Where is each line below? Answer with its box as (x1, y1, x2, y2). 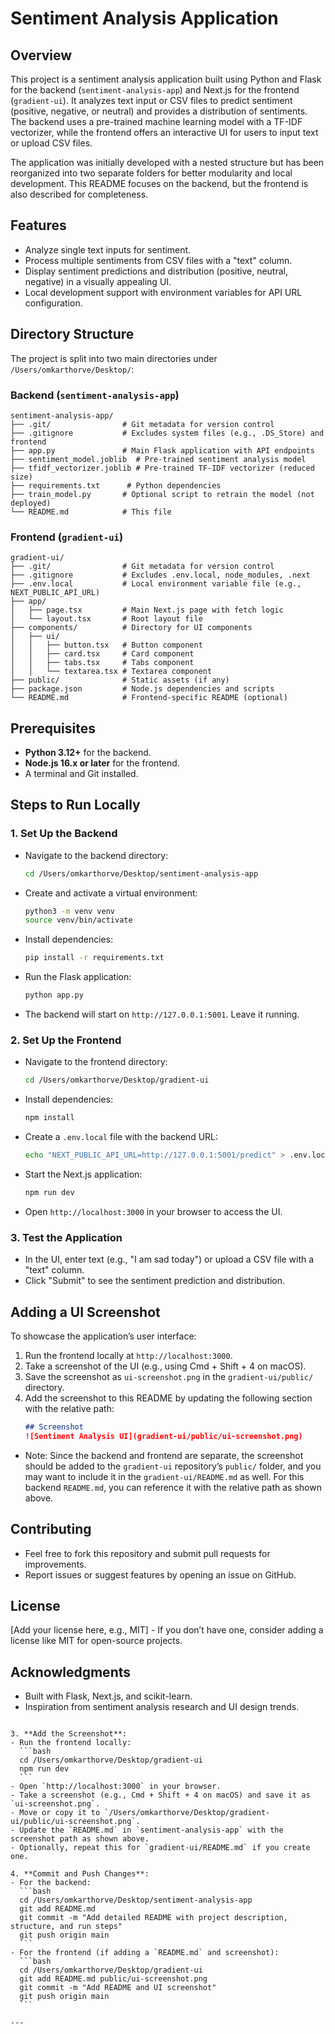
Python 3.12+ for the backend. (24, 747, 152, 759)
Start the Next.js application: (24, 1168, 143, 1181)
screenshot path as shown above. (10, 1834, 150, 1844)
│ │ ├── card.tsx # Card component (10, 649, 195, 659)
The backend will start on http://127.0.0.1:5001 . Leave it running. (24, 1008, 300, 1021)
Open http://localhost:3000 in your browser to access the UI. (24, 1205, 283, 1217)
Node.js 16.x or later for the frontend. (24, 757, 180, 769)
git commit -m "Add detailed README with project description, (19, 1913, 288, 1923)
